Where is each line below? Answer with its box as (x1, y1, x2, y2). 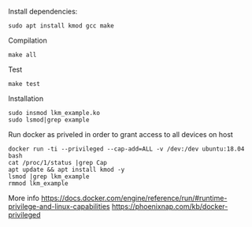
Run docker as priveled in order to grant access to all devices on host (8, 130, 234, 139)
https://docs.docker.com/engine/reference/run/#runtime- (40, 193, 228, 203)
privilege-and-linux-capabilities (8, 202, 110, 211)
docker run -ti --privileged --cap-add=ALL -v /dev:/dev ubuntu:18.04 (8, 145, 245, 153)
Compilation (8, 35, 47, 45)
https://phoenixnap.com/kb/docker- (111, 202, 228, 211)
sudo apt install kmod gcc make (8, 22, 114, 30)
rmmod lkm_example (8, 180, 69, 188)
